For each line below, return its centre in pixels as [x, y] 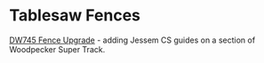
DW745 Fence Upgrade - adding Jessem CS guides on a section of [132, 40]
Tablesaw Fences [75, 16]
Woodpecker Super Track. [57, 49]
